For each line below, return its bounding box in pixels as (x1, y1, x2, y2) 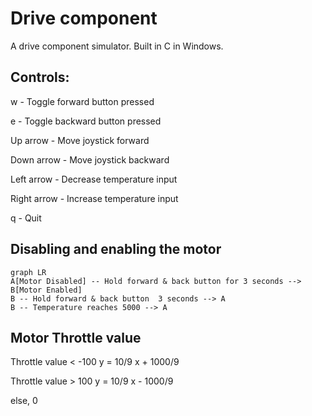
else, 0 (10, 395, 38, 407)
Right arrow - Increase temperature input (10, 192, 179, 204)
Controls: (10, 69, 70, 86)
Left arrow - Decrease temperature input (10, 173, 178, 185)
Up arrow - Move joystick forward (10, 134, 150, 146)
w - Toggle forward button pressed (10, 95, 155, 107)
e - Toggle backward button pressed (10, 115, 162, 127)
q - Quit (10, 212, 42, 224)
